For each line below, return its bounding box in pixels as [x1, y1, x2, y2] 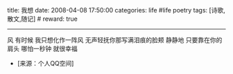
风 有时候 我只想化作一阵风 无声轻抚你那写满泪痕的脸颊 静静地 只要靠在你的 [7, 36, 223, 44]
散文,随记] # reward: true [7, 15, 78, 23]
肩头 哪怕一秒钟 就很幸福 [7, 44, 78, 53]
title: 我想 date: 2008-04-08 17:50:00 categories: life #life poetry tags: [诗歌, [7, 6, 225, 14]
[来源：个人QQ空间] [17, 59, 74, 67]
